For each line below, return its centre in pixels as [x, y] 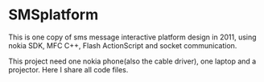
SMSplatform [54, 15]
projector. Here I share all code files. [68, 69]
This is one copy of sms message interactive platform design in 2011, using [132, 37]
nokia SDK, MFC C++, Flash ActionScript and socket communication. [123, 45]
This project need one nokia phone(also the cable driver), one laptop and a [132, 61]
